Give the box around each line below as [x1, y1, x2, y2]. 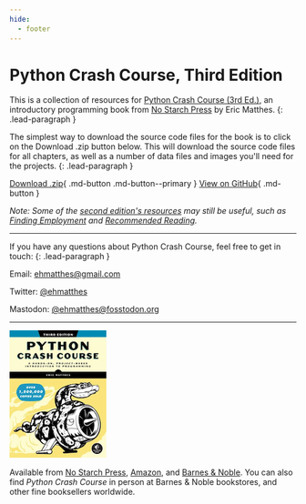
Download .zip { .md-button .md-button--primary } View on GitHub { [9, 178, 261, 189]
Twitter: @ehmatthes [9, 287, 88, 297]
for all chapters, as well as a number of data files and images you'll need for [9, 151, 294, 162]
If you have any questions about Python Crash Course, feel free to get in [9, 241, 281, 252]
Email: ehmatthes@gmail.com [9, 268, 121, 279]
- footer [17, 24, 51, 34]
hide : [9, 15, 30, 24]
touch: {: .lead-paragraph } [9, 251, 111, 262]
